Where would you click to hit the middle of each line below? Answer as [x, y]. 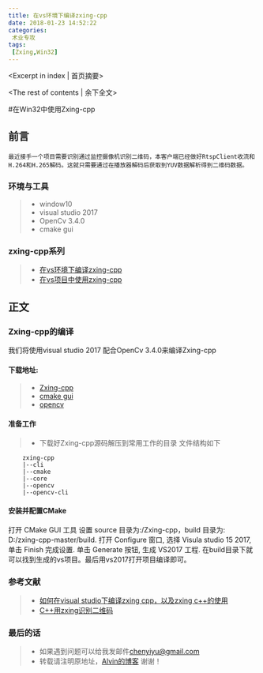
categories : [28, 30]
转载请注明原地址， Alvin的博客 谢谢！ [100, 661]
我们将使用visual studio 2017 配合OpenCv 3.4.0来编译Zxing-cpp [113, 350]
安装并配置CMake [38, 511]
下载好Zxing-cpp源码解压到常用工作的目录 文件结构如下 [130, 442]
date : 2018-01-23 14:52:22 [53, 23]
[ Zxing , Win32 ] [35, 52]
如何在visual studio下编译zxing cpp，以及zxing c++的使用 [134, 600]
